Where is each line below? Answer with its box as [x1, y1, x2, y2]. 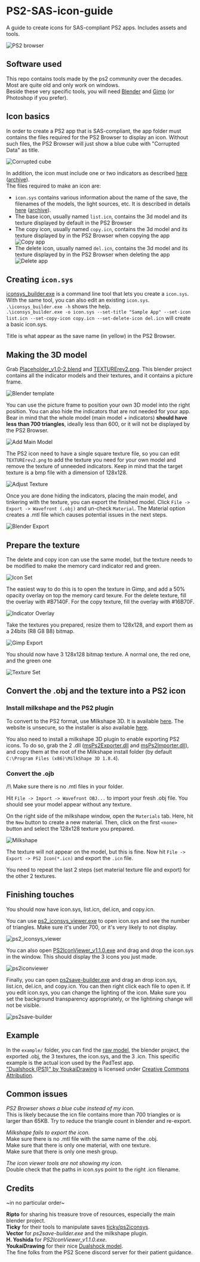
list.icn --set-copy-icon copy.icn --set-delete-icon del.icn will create [6, 315, 191, 322]
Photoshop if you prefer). [6, 94, 68, 101]
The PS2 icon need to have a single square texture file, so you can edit [6, 450, 180, 457]
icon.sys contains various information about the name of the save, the [14, 194, 188, 201]
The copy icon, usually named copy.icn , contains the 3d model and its [14, 225, 188, 232]
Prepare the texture [6, 540, 80, 550]
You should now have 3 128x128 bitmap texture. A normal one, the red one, [6, 651, 191, 658]
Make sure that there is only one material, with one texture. [6, 1142, 151, 1149]
